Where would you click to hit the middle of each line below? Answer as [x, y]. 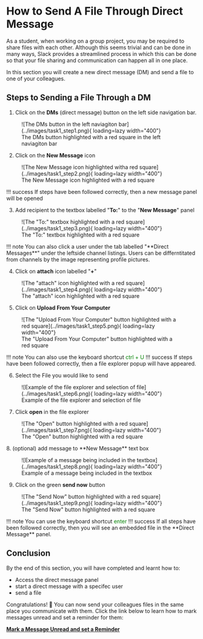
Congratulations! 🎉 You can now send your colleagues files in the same [95, 604]
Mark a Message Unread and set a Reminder [63, 629]
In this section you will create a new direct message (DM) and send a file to [100, 72]
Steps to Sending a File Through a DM [79, 98]
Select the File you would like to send [62, 375]
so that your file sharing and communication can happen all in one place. [97, 60]
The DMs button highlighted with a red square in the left [91, 137]
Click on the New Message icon [55, 155]
